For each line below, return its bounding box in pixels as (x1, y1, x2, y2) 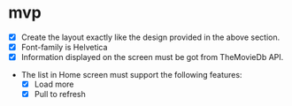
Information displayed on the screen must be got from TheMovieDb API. (20, 52, 284, 63)
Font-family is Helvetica (20, 42, 108, 52)
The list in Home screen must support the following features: (20, 70, 242, 80)
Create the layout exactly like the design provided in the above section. (20, 32, 280, 42)
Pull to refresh (34, 89, 86, 100)
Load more (34, 79, 74, 90)
